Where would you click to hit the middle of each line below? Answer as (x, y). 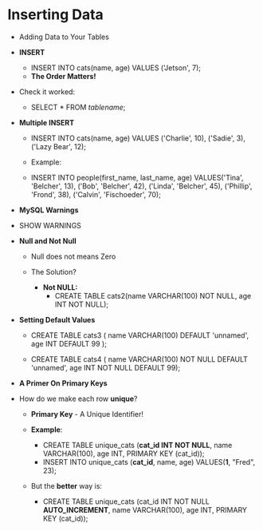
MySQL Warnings (49, 210)
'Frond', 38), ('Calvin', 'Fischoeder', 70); (96, 194)
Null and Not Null (47, 240)
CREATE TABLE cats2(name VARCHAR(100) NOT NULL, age (153, 295)
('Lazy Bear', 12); (59, 146)
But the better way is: (67, 485)
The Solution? (53, 271)
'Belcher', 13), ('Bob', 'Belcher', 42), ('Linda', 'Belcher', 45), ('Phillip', (141, 186)
